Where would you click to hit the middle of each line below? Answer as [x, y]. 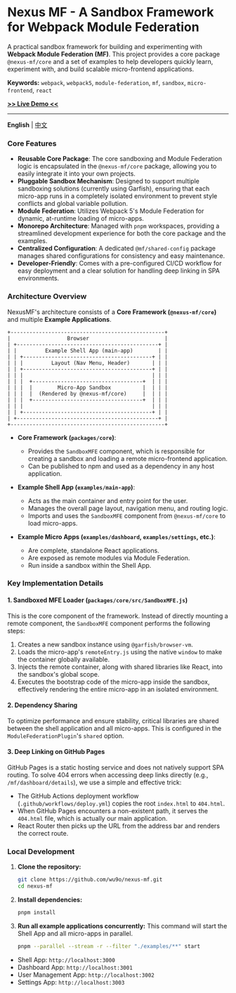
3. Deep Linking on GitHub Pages [56, 752]
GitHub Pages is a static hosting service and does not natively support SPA [116, 767]
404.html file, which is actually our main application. [92, 819]
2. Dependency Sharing [42, 705]
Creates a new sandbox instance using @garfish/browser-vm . [105, 644]
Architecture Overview [47, 297]
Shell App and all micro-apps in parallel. [75, 933]
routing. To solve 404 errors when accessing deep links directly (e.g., [108, 775]
